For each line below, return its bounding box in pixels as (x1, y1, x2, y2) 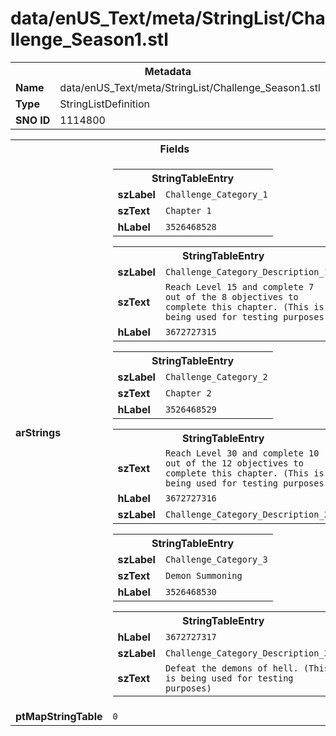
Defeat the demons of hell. (164, 662, 299, 674)
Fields (159, 142, 190, 156)
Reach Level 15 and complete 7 (164, 281, 315, 292)
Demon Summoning (164, 570, 243, 581)
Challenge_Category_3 (164, 553, 268, 565)
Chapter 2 (164, 387, 212, 399)
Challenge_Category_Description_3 (164, 647, 330, 659)
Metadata (144, 64, 192, 78)
